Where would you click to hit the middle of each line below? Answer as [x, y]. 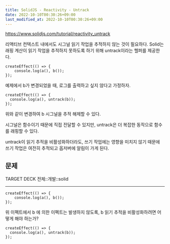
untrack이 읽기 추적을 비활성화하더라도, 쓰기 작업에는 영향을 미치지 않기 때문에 [83, 142]
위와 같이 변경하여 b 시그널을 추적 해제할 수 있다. [53, 114]
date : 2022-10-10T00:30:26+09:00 [40, 15]
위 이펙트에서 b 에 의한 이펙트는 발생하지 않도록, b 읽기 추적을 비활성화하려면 [81, 212]
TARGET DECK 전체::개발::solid [37, 179]
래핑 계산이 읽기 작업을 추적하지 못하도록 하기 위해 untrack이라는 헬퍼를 [76, 51]
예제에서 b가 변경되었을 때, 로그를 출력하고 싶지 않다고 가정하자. [68, 85]
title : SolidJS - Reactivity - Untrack [47, 10]
